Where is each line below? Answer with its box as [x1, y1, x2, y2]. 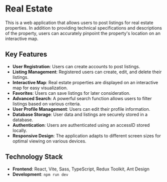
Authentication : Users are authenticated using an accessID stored [12, 122, 150, 128]
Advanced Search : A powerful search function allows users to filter [12, 95, 152, 101]
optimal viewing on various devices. [12, 138, 86, 144]
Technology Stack [5, 152, 63, 161]
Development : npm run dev [12, 171, 68, 177]
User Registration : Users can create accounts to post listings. [12, 63, 140, 69]
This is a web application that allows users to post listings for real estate [5, 20, 153, 26]
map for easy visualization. [12, 85, 68, 91]
